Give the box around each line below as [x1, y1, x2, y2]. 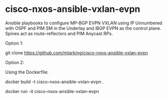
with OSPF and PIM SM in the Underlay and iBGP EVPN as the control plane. [5, 25, 162, 31]
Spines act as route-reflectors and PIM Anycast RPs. [5, 30, 113, 36]
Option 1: [5, 40, 23, 46]
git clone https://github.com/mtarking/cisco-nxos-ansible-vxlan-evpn [5, 50, 148, 56]
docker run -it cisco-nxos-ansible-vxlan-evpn [5, 88, 99, 94]
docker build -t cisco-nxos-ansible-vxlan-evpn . [5, 79, 104, 85]
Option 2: [5, 59, 24, 65]
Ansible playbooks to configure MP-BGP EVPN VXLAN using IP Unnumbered [5, 20, 163, 26]
